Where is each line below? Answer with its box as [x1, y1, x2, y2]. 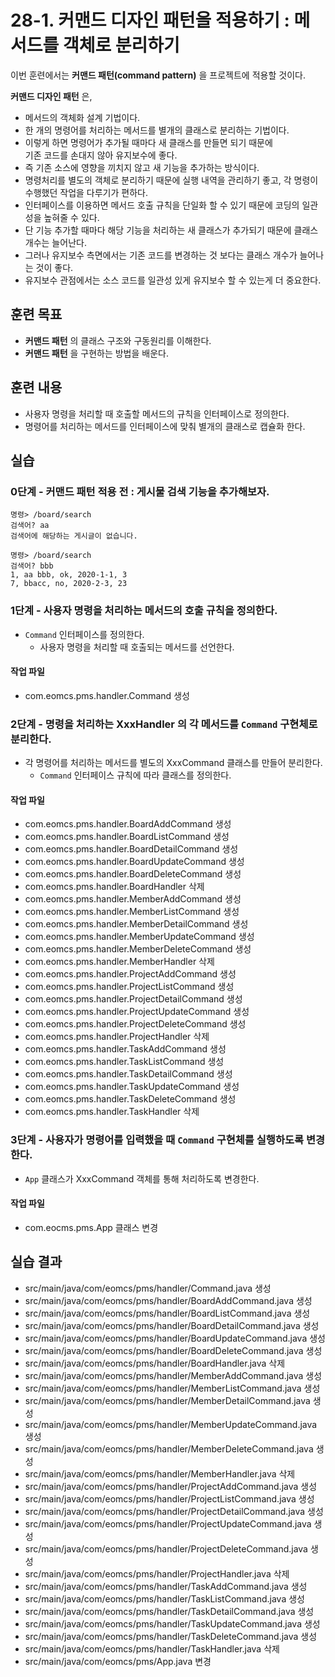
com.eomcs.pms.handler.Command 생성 [24, 689, 190, 701]
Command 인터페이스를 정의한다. [24, 628, 145, 640]
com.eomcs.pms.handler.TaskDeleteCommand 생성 [24, 1093, 237, 1105]
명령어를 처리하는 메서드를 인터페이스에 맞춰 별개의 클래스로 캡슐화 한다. [24, 420, 306, 432]
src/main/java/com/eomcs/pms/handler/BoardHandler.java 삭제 [24, 1357, 286, 1369]
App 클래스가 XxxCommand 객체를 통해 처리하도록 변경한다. [24, 1172, 260, 1185]
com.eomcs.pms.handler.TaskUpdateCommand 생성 [24, 1081, 240, 1093]
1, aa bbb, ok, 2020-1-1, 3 [10, 570, 128, 580]
